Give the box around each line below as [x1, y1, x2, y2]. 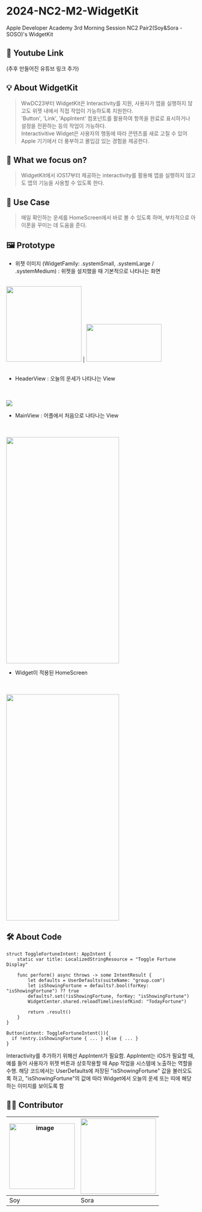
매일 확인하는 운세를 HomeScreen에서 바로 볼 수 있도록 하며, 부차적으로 [20, 214, 190, 221]
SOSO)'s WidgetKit [6, 30, 54, 37]
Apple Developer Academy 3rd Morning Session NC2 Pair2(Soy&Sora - [6, 24, 183, 31]
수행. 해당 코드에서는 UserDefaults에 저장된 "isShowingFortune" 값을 [6, 1067, 171, 1074]
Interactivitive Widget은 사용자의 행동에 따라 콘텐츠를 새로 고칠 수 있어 [20, 130, 188, 137]
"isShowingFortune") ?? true [6, 988, 79, 994]
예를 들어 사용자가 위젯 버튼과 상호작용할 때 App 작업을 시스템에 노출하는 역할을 [6, 1059, 193, 1067]
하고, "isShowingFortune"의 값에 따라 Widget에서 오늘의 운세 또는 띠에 [12, 1074, 180, 1082]
